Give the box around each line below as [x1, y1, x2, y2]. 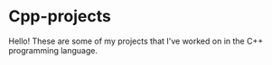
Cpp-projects [8, 6, 112, 27]
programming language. [8, 45, 98, 55]
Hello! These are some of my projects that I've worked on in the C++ [8, 36, 264, 46]
